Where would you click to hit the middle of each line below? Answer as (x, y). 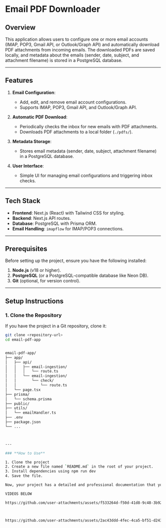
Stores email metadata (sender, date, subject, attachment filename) (88, 151)
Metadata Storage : (32, 141)
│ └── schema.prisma (28, 399)
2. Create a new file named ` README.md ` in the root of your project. (79, 467)
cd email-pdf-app (23, 340)
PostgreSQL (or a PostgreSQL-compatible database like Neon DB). (80, 275)
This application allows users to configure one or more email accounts (77, 39)
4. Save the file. (24, 476)
